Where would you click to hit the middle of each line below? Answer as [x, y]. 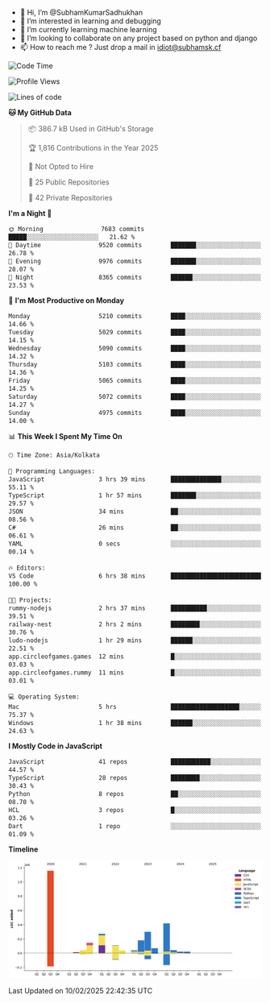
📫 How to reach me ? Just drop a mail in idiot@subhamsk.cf [120, 47]
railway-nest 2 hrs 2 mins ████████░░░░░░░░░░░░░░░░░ [135, 624]
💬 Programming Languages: [52, 471]
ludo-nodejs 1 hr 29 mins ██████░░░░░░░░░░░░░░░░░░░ [135, 640]
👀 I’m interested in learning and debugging [90, 21]
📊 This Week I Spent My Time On [65, 436]
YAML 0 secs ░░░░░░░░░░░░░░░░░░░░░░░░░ [135, 544]
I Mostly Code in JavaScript [56, 746]
